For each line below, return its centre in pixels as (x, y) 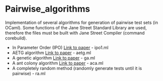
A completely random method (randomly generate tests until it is (77, 68)
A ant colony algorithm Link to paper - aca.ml (58, 63)
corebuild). (16, 38)
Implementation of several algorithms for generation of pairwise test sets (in (81, 22)
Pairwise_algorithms (48, 9)
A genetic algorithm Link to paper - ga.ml (54, 58)
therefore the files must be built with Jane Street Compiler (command (75, 33)
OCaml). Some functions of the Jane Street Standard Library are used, (76, 27)
